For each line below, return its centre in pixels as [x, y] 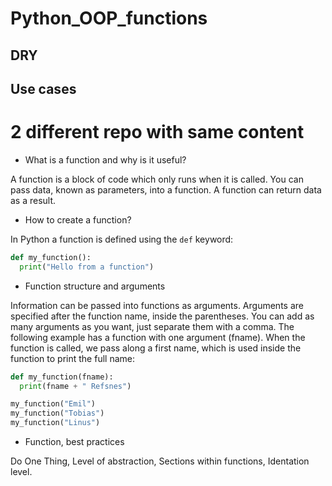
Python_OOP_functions [109, 18]
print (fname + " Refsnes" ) [75, 386]
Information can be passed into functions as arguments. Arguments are [157, 305]
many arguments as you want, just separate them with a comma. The [152, 326]
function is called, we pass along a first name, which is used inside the [156, 348]
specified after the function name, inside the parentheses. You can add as [162, 316]
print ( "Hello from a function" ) [87, 267]
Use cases [43, 88]
